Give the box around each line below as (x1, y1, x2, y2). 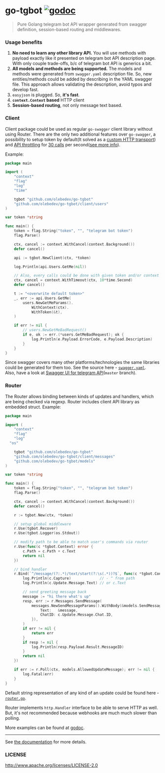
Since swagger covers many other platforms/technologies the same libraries (5, 359, 160, 365)
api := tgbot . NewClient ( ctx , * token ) (14, 255, 91, 260)
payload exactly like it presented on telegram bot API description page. (12, 55, 156, 61)
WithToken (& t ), (31, 310, 63, 315)
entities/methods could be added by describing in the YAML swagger (12, 76, 153, 82)
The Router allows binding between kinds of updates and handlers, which (5, 393, 154, 399)
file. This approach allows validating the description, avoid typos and (12, 81, 152, 87)
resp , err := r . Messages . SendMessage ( (23, 598, 102, 603)
